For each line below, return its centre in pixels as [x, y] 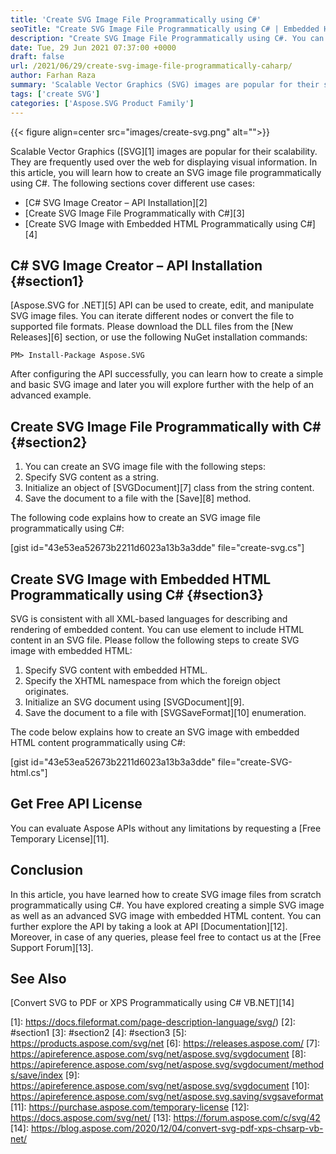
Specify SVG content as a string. [92, 477]
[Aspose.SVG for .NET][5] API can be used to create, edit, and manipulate [162, 305]
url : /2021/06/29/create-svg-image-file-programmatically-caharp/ [151, 66]
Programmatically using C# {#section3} [137, 594]
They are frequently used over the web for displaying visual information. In [164, 162]
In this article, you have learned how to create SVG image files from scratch [166, 894]
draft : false [37, 57]
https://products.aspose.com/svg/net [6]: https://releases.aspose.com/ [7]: [165, 1043]
